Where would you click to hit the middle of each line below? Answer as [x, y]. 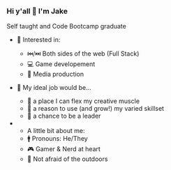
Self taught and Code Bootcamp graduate [66, 26]
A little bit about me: [56, 131]
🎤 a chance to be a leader [64, 116]
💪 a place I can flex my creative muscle [83, 101]
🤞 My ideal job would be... [54, 88]
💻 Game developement [61, 64]
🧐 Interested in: [38, 40]
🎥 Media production [55, 74]
